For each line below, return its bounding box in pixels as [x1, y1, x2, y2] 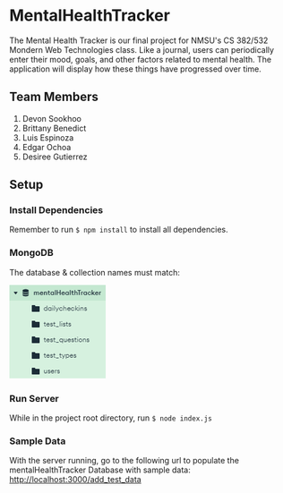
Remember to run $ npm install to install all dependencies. [9, 225, 228, 235]
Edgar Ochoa [21, 141, 72, 152]
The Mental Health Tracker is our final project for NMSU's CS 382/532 [9, 35, 269, 46]
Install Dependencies [9, 204, 104, 217]
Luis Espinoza [21, 132, 74, 143]
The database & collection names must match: [9, 267, 181, 277]
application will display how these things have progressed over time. [9, 64, 262, 74]
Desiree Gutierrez [21, 151, 88, 162]
